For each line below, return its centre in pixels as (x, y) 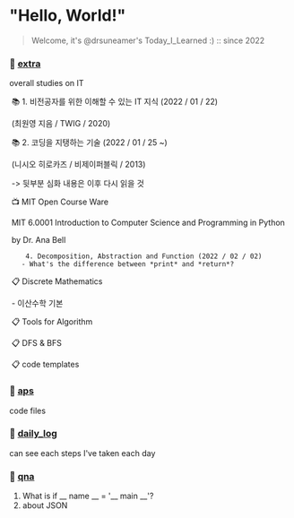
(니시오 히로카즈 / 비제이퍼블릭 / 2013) (78, 164)
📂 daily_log (34, 434)
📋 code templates (45, 365)
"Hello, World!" (68, 16)
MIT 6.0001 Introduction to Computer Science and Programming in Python (148, 223)
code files (28, 410)
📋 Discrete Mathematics (57, 281)
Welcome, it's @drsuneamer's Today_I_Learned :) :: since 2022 (148, 40)
